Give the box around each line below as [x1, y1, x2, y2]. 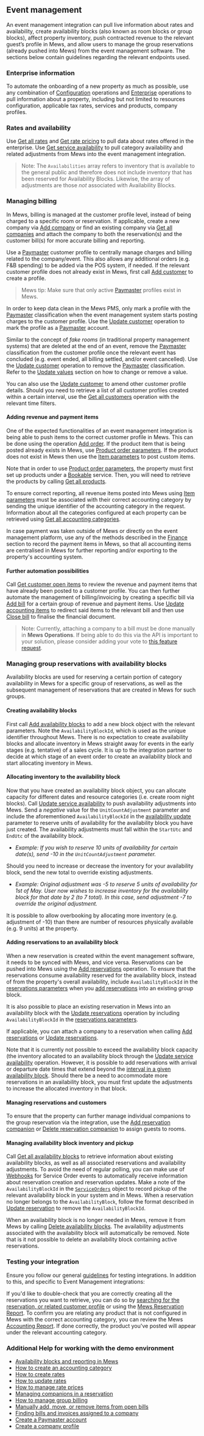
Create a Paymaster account [15, 1416, 87, 1423]
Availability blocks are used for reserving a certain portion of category [6, 673, 182, 680]
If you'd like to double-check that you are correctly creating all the [6, 1290, 172, 1297]
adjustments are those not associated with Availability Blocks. [21, 182, 176, 189]
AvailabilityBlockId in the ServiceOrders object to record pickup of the [6, 1185, 187, 1193]
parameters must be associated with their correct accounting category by [6, 496, 192, 503]
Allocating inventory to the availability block [6, 773, 121, 781]
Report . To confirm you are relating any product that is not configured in [6, 1309, 187, 1316]
